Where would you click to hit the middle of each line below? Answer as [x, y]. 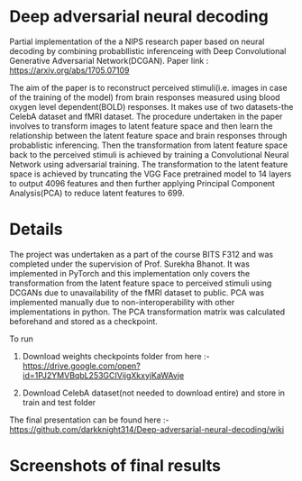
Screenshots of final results [115, 466]
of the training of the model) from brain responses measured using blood [145, 97]
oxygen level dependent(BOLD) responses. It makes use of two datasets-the [151, 106]
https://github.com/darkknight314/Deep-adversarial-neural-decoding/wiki [147, 429]
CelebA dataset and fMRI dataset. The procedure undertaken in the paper [146, 116]
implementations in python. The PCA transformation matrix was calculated [147, 312]
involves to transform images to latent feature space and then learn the [141, 126]
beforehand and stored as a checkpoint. [83, 321]
